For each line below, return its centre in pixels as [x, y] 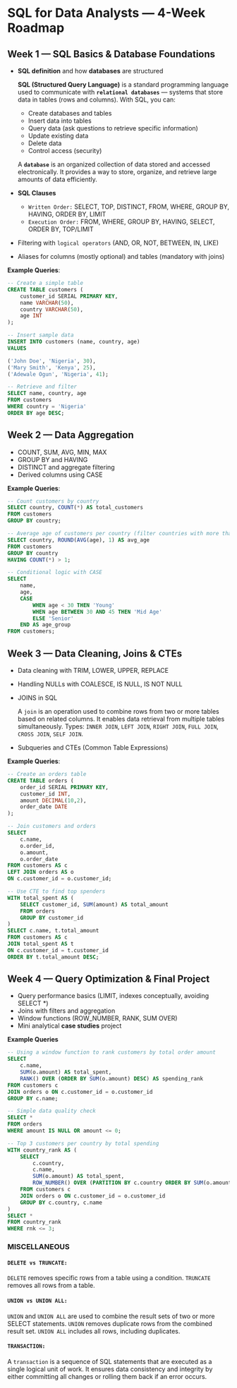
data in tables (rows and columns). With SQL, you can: [97, 99]
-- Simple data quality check [52, 1111]
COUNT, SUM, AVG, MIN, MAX [62, 452]
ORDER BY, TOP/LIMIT [61, 229]
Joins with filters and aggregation [66, 1011]
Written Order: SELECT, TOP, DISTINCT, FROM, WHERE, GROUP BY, [129, 207]
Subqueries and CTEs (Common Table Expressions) [93, 748]
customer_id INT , [45, 794]
